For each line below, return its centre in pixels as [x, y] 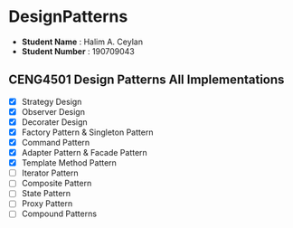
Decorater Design [54, 122]
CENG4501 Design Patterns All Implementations [146, 80]
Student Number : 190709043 [78, 51]
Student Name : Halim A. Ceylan [82, 42]
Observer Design [53, 111]
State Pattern [46, 194]
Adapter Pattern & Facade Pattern [85, 153]
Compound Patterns [59, 214]
